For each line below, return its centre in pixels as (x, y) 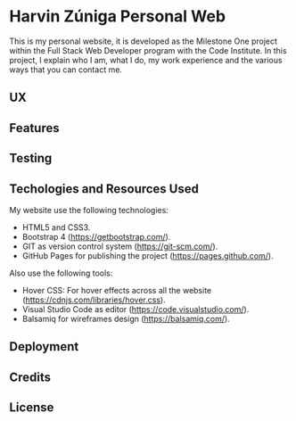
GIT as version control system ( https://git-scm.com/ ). (120, 246)
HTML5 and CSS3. (56, 227)
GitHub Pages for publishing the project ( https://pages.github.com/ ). (148, 255)
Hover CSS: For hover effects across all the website (117, 290)
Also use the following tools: (61, 273)
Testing (31, 158)
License (32, 408)
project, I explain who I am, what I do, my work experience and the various (146, 60)
